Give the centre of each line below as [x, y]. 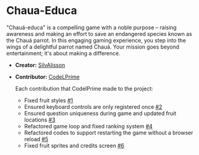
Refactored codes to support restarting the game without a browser [109, 133]
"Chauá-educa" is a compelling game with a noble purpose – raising [92, 27]
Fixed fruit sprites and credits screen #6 [74, 145]
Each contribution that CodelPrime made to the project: [84, 88]
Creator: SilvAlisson [40, 65]
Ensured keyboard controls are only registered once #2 [93, 106]
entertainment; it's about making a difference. [63, 53]
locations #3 [40, 120]
